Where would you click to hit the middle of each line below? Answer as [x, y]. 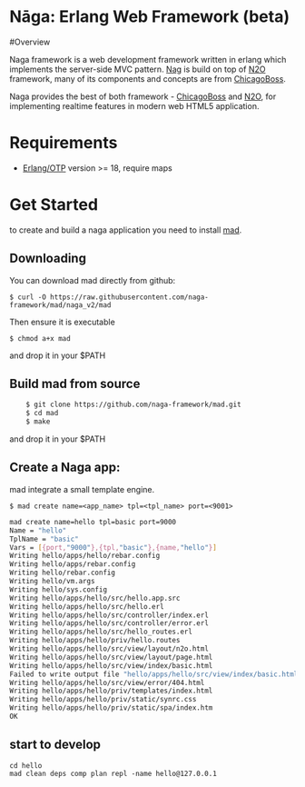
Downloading [48, 259]
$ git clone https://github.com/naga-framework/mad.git [134, 405]
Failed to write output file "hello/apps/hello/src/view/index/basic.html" [156, 674]
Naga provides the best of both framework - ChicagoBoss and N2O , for [143, 96]
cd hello [26, 765]
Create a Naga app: [65, 468]
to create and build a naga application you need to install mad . [126, 230]
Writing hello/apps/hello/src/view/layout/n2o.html [109, 649]
